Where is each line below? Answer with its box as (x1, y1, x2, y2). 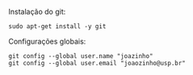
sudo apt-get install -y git (8, 23, 107, 31)
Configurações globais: (8, 36, 86, 46)
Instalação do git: (8, 7, 66, 16)
